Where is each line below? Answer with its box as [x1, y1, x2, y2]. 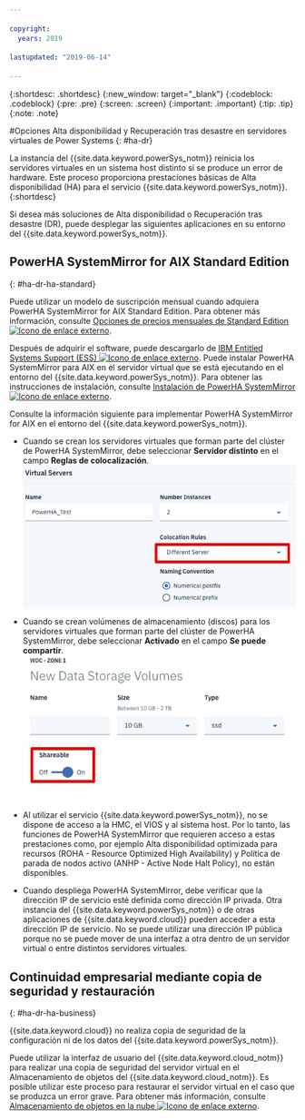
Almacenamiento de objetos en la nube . [9, 1101, 261, 1112]
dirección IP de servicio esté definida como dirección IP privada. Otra [22, 895, 283, 906]
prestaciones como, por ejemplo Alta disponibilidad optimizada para [22, 839, 279, 850]
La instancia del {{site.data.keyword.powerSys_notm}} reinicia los [9, 152, 255, 163]
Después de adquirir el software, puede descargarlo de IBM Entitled [9, 342, 263, 353]
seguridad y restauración [9, 983, 156, 998]
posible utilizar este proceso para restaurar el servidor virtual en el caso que [9, 1081, 295, 1093]
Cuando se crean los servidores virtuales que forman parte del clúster [22, 436, 286, 447]
